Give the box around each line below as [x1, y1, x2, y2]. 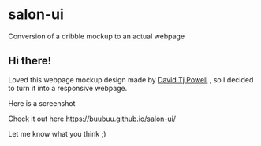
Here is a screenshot [8, 98, 76, 108]
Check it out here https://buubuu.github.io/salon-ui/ [8, 114, 176, 123]
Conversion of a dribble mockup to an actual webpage [8, 31, 185, 41]
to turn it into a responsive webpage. [8, 83, 128, 93]
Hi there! [8, 54, 52, 68]
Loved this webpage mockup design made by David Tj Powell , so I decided [8, 75, 254, 84]
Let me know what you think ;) [8, 129, 106, 138]
